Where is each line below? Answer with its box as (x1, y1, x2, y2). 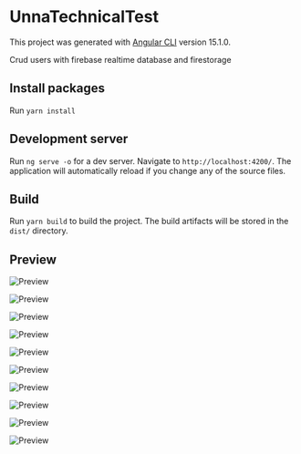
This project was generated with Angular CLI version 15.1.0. (9, 36, 231, 47)
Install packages (9, 80, 105, 97)
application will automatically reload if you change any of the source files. (9, 165, 285, 176)
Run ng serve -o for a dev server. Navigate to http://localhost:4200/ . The (9, 155, 292, 166)
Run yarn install (9, 105, 76, 116)
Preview (9, 252, 57, 267)
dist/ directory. (9, 225, 68, 236)
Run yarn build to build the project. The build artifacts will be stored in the (9, 216, 289, 227)
